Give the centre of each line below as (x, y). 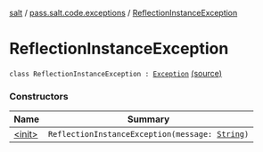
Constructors (39, 96)
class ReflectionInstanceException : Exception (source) (116, 73)
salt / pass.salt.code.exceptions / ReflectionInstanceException (123, 13)
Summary (149, 119)
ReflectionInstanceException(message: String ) (148, 134)
